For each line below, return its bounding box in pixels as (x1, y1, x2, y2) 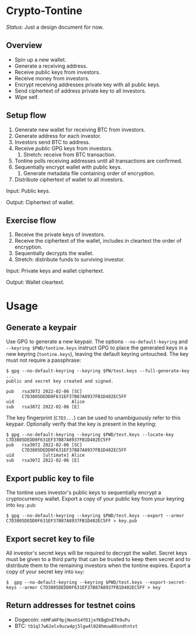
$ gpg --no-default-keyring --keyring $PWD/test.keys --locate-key (6, 432, 174, 438)
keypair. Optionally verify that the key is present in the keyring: (6, 420, 157, 427)
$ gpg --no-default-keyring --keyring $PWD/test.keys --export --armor (6, 513, 184, 519)
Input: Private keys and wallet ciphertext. (6, 267, 104, 274)
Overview (6, 40, 43, 50)
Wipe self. (14, 93, 39, 100)
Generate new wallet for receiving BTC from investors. (14, 126, 146, 133)
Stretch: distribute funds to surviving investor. (14, 256, 125, 263)
